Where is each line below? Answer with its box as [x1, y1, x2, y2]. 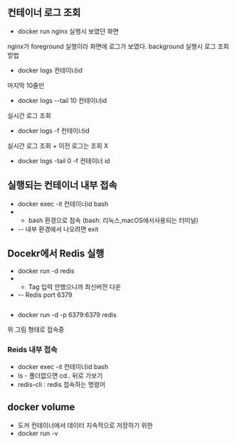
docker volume [7, 401, 75, 413]
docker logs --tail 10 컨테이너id [17, 96, 107, 104]
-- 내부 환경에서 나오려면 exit [17, 224, 99, 233]
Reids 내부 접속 [7, 345, 58, 355]
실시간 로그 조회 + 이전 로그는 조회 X [7, 141, 109, 150]
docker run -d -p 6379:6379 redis [17, 311, 117, 319]
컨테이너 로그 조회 [7, 6, 81, 19]
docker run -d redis [17, 267, 75, 275]
